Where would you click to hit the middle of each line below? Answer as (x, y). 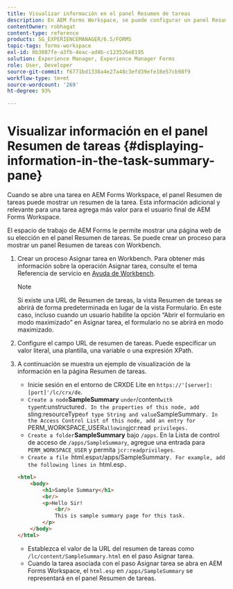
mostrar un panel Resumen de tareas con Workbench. (84, 245)
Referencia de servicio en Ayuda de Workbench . (86, 273)
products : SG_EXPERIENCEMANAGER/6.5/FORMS (69, 40)
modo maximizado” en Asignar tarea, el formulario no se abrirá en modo (120, 323)
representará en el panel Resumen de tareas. (92, 578)
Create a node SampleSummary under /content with (100, 400)
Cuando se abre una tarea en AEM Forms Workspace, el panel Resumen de (115, 195)
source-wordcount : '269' (43, 85)
